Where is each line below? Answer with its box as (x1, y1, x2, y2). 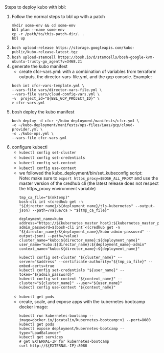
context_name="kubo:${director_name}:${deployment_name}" (19, 246, 140, 251)
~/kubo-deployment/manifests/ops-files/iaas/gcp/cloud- (18, 123, 135, 128)
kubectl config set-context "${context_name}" (19, 276, 116, 281)
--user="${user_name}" (76, 281, 123, 286)
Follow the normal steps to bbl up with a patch (11, 14, 105, 19)
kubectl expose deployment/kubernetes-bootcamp (19, 326, 118, 331)
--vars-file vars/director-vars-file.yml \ (11, 88, 102, 92)
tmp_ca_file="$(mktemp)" (19, 195, 70, 200)
